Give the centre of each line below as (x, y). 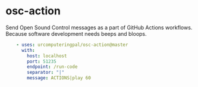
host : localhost (47, 56)
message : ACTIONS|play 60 (59, 78)
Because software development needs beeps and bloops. (76, 33)
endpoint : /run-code (52, 67)
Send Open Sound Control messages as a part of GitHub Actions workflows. (99, 27)
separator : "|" (46, 73)
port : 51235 (42, 61)
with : (28, 50)
